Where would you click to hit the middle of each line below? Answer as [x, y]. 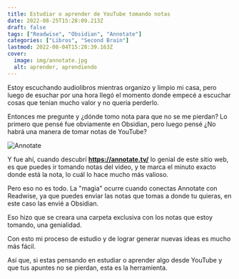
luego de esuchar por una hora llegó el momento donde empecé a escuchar [119, 95]
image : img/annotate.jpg [51, 61]
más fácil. [22, 246]
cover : [17, 54]
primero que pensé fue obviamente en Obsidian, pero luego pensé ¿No [112, 124]
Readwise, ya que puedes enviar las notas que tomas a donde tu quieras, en [119, 196]
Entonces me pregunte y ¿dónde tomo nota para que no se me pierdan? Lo [117, 116]
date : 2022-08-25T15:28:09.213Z [55, 21]
